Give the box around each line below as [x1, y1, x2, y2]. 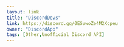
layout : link [6, 9, 40, 15]
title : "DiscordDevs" [6, 15, 61, 21]
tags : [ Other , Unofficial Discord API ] [6, 32, 105, 38]
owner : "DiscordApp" [6, 26, 59, 32]
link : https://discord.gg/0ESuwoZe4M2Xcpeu [6, 20, 119, 26]
